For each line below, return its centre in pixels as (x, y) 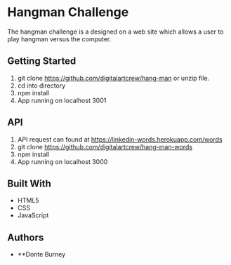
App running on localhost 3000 (62, 161)
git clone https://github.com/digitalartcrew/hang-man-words (105, 147)
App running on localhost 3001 (62, 100)
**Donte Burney (41, 254)
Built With (29, 183)
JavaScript (33, 215)
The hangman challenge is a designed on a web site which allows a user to (115, 32)
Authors (26, 237)
